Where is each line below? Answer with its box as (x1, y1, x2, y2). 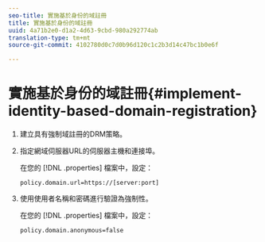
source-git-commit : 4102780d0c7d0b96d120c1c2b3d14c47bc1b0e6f (8, 41, 219, 49)
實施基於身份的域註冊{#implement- (8, 85, 242, 103)
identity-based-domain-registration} (8, 102, 258, 120)
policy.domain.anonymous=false (19, 227, 124, 235)
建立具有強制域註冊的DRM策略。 (19, 129, 127, 139)
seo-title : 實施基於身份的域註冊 (8, 11, 107, 20)
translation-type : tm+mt (8, 33, 91, 42)
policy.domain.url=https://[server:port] (19, 179, 159, 187)
